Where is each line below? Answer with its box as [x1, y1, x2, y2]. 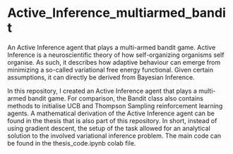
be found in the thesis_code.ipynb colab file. [7, 139, 136, 147]
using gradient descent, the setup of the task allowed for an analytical [7, 124, 210, 132]
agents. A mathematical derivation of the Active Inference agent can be [7, 109, 215, 117]
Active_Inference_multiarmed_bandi [7, 5, 226, 21]
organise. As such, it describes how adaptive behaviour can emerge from [7, 58, 221, 66]
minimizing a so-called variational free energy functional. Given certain [7, 65, 214, 74]
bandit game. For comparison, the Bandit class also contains [28, 94, 203, 103]
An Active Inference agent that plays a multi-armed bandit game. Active [7, 43, 216, 51]
